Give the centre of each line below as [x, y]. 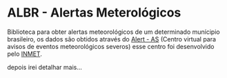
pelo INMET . [25, 54]
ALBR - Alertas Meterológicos [94, 13]
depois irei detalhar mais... [45, 67]
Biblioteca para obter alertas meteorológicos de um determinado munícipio [113, 32]
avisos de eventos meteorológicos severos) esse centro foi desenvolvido [111, 46]
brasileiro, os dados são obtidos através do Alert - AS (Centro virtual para [111, 39]
